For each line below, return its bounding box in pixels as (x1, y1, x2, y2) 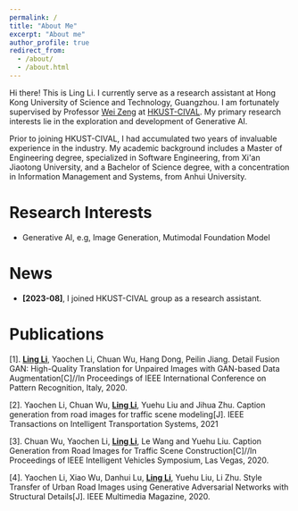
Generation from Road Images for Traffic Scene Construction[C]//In (9, 445, 257, 456)
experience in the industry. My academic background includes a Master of (9, 142, 283, 153)
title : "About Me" (9, 21, 78, 30)
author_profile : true (9, 38, 90, 47)
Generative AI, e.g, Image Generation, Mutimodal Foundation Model (21, 231, 270, 242)
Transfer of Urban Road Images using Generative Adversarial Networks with (9, 482, 289, 492)
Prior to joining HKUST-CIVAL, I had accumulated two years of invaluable (9, 133, 277, 144)
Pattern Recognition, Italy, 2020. (9, 381, 128, 393)
